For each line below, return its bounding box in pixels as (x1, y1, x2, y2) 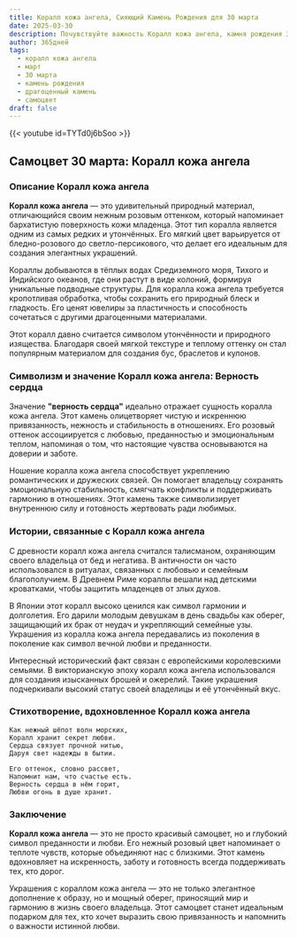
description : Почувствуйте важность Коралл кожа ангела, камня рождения (9, 29, 283, 38)
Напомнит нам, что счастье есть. (9, 772, 133, 781)
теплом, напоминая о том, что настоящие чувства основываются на (9, 439, 268, 449)
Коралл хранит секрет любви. (9, 733, 117, 742)
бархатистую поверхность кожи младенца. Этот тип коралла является (9, 219, 277, 230)
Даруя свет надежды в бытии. (9, 748, 117, 758)
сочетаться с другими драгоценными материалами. (9, 311, 208, 322)
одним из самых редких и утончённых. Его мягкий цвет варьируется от (9, 228, 281, 239)
